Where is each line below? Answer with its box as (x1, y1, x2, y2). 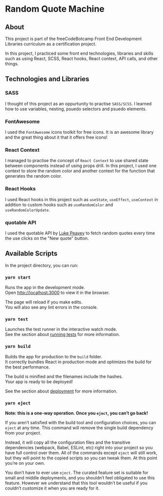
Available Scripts (5, 249, 57, 258)
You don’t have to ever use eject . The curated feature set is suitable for (5, 470, 148, 475)
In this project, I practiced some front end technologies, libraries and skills (5, 50, 154, 56)
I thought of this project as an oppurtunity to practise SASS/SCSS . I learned (5, 101, 152, 106)
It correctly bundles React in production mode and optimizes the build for (5, 359, 152, 365)
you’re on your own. (5, 460, 45, 466)
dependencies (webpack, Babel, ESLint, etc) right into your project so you (5, 444, 153, 450)
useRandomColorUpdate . (5, 207, 50, 213)
